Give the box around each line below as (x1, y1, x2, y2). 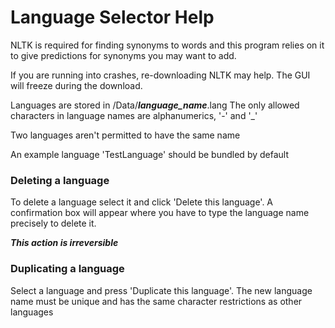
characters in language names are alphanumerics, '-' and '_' (10, 109, 258, 121)
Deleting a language (10, 173, 110, 187)
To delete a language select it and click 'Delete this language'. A (10, 196, 274, 208)
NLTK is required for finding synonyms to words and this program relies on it (10, 39, 325, 51)
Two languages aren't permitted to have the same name (10, 129, 241, 141)
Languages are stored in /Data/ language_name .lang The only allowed (10, 99, 300, 111)
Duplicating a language (10, 262, 125, 276)
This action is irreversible (10, 237, 119, 249)
